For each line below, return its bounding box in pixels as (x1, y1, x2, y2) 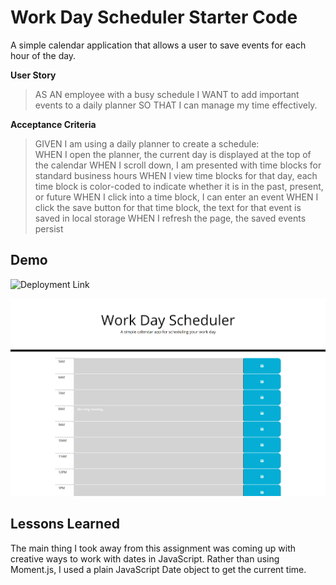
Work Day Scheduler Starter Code (10, 6, 298, 29)
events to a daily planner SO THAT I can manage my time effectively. (34, 99, 318, 111)
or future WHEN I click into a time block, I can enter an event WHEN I (34, 191, 319, 203)
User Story (10, 69, 57, 81)
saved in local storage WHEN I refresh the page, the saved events (34, 212, 307, 224)
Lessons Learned (10, 516, 120, 533)
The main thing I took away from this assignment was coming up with (10, 542, 296, 554)
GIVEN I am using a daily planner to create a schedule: (34, 137, 260, 150)
